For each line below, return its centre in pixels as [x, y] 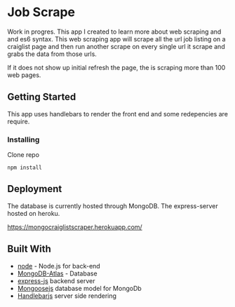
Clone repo [23, 155]
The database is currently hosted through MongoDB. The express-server [113, 206]
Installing [23, 139]
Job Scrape [41, 12]
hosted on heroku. [34, 213]
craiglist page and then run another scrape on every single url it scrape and [116, 46]
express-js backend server [56, 280]
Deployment [35, 189]
